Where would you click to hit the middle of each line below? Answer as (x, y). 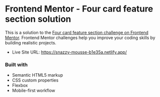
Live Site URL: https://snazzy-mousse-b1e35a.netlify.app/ (69, 52)
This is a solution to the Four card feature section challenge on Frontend (77, 32)
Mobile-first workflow (34, 91)
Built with (16, 65)
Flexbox (20, 85)
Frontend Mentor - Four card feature (79, 9)
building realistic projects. (31, 42)
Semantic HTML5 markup (37, 75)
